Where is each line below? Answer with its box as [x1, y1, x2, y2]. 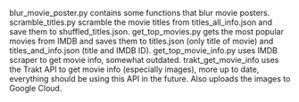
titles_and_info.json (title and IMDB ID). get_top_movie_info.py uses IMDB [9, 45, 278, 56]
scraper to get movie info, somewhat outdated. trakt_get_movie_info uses [9, 55, 279, 65]
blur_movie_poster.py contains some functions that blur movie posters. [9, 8, 270, 18]
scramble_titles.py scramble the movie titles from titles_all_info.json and [9, 17, 273, 27]
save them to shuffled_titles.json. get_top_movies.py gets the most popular [9, 27, 284, 36]
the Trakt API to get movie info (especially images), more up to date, [9, 64, 260, 75]
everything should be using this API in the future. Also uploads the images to [9, 74, 291, 83]
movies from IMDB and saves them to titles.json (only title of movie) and [9, 35, 274, 46]
